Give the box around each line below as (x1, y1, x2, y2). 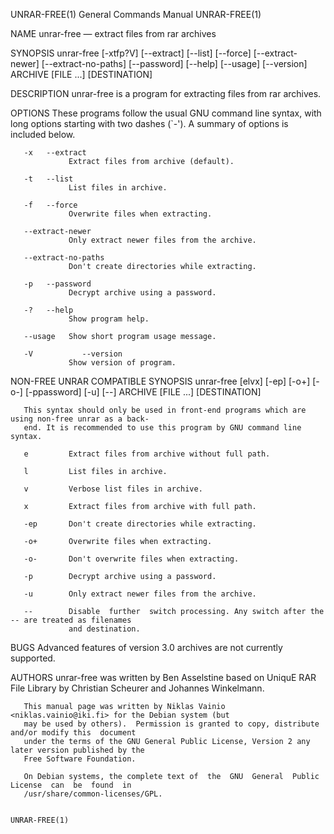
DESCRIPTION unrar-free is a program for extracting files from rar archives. (10, 88, 322, 99)
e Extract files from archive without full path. (23, 449, 271, 459)
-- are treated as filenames (10, 615, 132, 625)
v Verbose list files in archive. (23, 484, 203, 494)
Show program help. (68, 314, 150, 324)
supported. (10, 652, 56, 664)
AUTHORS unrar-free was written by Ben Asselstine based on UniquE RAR (10, 672, 317, 683)
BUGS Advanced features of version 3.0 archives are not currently (10, 642, 283, 653)
